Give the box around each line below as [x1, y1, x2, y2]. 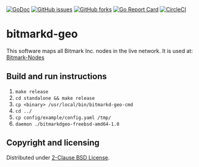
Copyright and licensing [6, 138, 99, 148]
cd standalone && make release [15, 95, 95, 101]
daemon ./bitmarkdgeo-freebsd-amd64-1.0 [15, 121, 120, 127]
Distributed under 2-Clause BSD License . [6, 154, 110, 161]
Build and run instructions [6, 71, 107, 82]
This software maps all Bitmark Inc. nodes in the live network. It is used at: [6, 47, 194, 54]
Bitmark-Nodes [6, 54, 45, 61]
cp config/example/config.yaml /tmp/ [15, 115, 112, 121]
